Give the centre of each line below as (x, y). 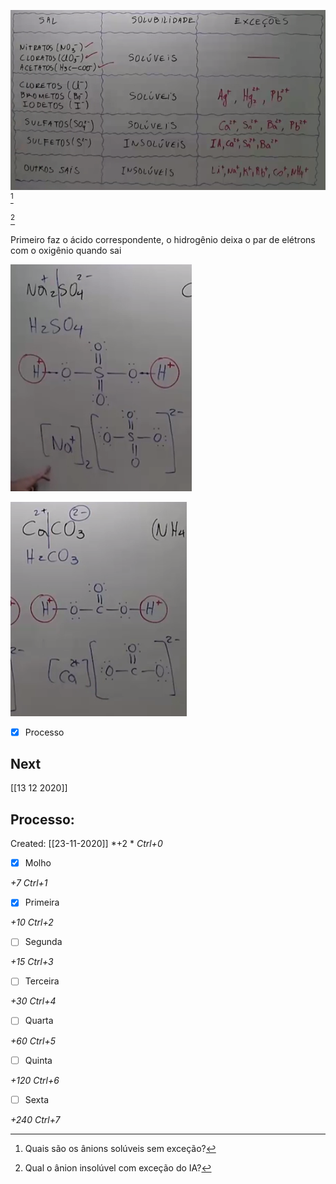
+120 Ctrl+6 (35, 1080)
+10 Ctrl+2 (32, 922)
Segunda (43, 942)
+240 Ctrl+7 (35, 1119)
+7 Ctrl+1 (29, 883)
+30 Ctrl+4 (33, 1001)
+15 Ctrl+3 (32, 962)
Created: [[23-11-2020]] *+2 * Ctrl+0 (86, 844)
